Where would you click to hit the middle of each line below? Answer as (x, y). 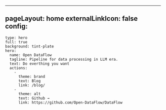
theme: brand (32, 76)
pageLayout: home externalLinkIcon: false (71, 18)
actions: (19, 68)
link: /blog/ (32, 85)
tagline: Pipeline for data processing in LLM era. (64, 59)
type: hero (16, 37)
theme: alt (29, 94)
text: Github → (34, 98)
